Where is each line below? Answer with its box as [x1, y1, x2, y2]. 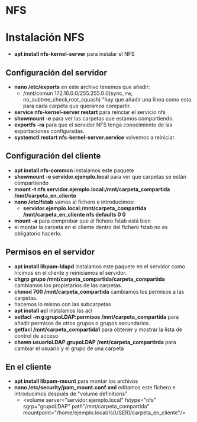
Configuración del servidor [5, 68, 107, 78]
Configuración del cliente [5, 151, 101, 161]
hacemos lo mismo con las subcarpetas [14, 300, 111, 307]
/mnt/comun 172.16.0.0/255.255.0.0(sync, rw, [22, 90, 133, 97]
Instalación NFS [5, 31, 85, 45]
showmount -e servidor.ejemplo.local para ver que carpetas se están [14, 173, 187, 180]
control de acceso [14, 332, 59, 339]
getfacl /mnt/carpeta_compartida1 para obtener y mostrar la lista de [14, 326, 183, 333]
